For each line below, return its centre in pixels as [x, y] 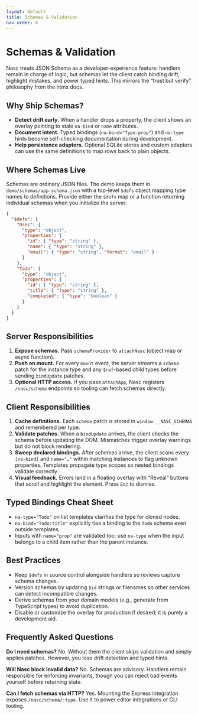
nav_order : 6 [22, 22]
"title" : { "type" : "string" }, [67, 291]
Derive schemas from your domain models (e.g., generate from [91, 600]
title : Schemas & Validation [42, 17]
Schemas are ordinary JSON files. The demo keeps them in [78, 184]
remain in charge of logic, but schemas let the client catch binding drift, [93, 74]
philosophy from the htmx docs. [45, 87]
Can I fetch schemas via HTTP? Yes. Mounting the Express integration [92, 693]
